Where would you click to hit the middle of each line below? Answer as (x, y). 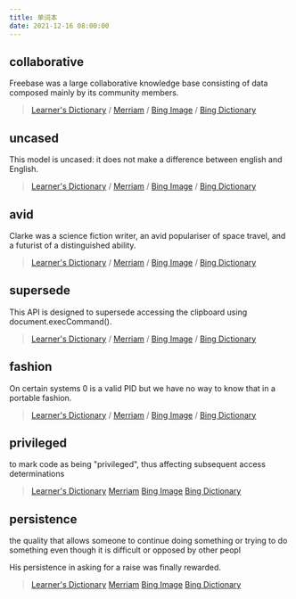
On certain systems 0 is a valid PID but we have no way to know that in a (143, 388)
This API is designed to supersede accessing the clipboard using (128, 312)
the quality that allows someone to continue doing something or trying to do (148, 541)
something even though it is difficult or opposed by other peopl (125, 550)
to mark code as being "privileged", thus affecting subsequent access (137, 464)
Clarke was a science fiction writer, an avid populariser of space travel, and (148, 235)
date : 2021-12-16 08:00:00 (59, 26)
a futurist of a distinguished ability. (73, 245)
